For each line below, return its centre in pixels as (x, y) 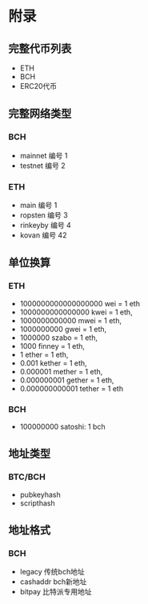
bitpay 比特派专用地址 (56, 592)
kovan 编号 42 (43, 235)
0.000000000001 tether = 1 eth (72, 388)
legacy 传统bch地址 (52, 572)
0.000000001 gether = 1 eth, (67, 380)
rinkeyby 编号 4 (46, 225)
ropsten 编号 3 (44, 215)
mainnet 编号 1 (44, 155)
